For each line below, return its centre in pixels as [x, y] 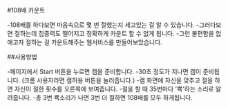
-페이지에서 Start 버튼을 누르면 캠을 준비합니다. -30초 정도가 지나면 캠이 [104, 72]
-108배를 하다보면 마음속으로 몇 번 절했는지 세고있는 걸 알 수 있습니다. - [103, 25]
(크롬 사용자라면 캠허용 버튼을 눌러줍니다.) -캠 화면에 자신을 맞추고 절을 [117, 80]
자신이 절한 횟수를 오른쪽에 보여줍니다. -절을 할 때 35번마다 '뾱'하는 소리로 [114, 89]
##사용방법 [22, 57]
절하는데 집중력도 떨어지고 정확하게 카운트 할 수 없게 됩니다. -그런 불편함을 [114, 34]
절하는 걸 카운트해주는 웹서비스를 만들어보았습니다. [94, 42]
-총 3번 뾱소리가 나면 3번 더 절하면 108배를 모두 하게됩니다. [113, 98]
